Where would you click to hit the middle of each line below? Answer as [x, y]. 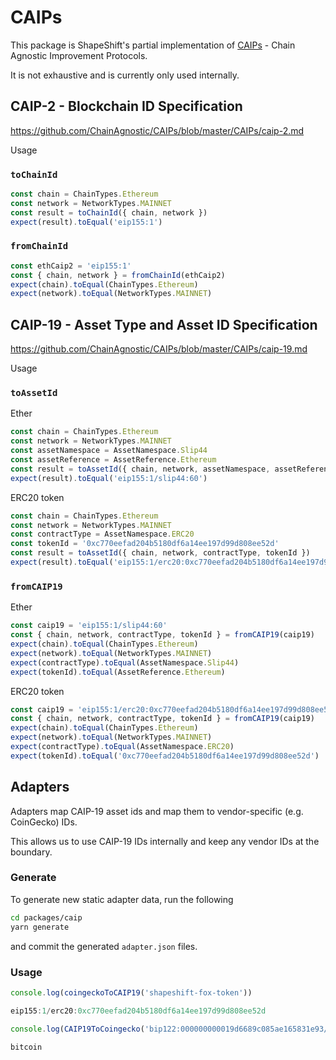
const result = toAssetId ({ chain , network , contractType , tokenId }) [160, 553]
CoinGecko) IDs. [44, 822]
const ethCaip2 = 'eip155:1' [71, 266]
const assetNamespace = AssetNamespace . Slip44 [109, 451]
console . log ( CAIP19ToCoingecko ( [77, 1029]
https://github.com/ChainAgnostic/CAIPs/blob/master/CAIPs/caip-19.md [159, 349]
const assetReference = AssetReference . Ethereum [113, 460]
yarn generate [40, 927]
